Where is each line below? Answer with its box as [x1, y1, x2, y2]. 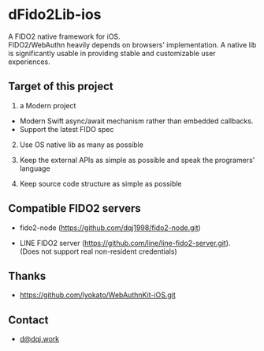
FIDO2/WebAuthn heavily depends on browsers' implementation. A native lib [8, 40, 257, 49]
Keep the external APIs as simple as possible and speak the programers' [19, 155, 255, 164]
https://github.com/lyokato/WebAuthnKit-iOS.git [19, 290, 176, 300]
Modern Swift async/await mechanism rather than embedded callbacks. [19, 116, 254, 126]
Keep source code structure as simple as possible [19, 179, 183, 188]
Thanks [8, 269, 46, 282]
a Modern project [19, 100, 76, 110]
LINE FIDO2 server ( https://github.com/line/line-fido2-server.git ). [19, 238, 231, 247]
